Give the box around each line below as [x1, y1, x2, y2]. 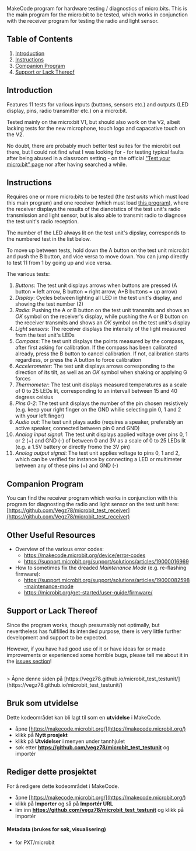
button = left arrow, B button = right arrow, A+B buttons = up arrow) [15, 288, 177, 295]
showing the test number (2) [15, 300, 84, 307]
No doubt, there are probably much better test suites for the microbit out [6, 142, 181, 149]
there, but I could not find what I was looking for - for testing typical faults [6, 148, 184, 155]
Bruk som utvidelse [6, 698, 79, 708]
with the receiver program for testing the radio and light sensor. [6, 18, 159, 24]
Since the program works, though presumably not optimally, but [6, 621, 160, 628]
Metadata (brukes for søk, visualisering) [6, 826, 107, 833]
